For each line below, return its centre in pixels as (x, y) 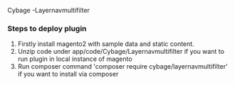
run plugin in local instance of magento (75, 59)
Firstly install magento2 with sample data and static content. (106, 44)
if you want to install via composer (68, 74)
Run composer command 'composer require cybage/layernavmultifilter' (122, 67)
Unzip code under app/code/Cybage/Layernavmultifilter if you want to (121, 52)
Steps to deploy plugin (47, 28)
